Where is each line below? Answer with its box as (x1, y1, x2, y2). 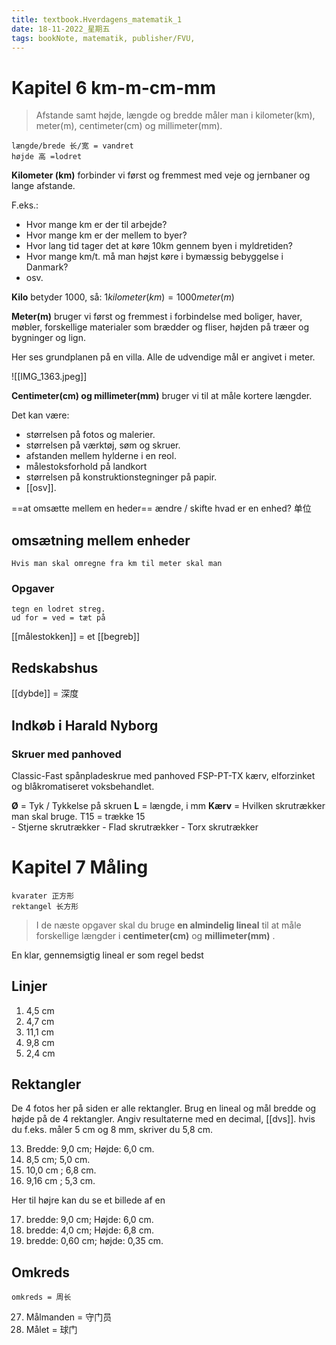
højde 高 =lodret (11, 152, 83, 162)
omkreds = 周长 (11, 1292, 72, 1303)
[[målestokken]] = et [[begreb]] (11, 631, 140, 643)
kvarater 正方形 (11, 891, 75, 901)
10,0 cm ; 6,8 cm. (25, 1164, 97, 1176)
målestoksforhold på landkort (25, 461, 148, 473)
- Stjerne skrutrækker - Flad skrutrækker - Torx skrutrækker (11, 821, 259, 833)
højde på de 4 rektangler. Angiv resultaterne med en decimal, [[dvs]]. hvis (11, 1113, 316, 1125)
